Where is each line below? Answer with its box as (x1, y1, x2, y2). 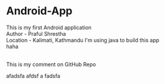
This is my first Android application (6, 24, 92, 31)
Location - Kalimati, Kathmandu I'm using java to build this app (6, 36, 160, 43)
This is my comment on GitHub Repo (6, 61, 96, 68)
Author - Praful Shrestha (6, 30, 67, 37)
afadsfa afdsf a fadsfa (6, 72, 61, 79)
